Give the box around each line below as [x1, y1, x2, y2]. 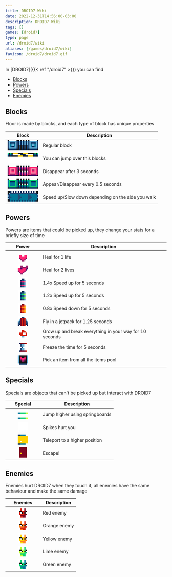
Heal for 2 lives [42, 267, 75, 273]
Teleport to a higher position [42, 437, 102, 443]
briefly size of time [5, 232, 45, 238]
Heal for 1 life [42, 254, 72, 260]
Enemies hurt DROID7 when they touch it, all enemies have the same [5, 483, 150, 489]
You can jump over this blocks [42, 155, 106, 161]
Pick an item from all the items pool [42, 357, 117, 363]
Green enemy [42, 561, 72, 568]
